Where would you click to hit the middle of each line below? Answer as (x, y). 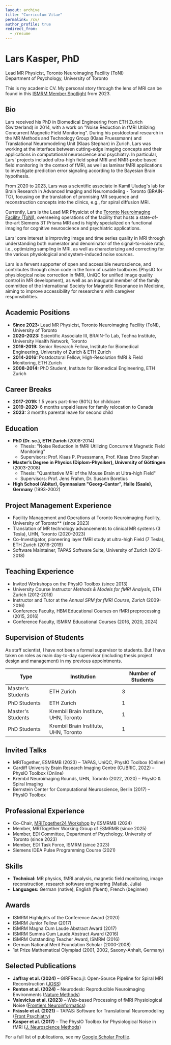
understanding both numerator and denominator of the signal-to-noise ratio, (85, 243)
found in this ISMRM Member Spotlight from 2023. (58, 93)
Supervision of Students (45, 638)
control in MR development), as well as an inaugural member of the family (82, 280)
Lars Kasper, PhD (42, 59)
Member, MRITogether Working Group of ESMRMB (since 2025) (80, 829)
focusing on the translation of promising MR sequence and (77, 196)
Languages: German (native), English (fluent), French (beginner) (80, 889)
